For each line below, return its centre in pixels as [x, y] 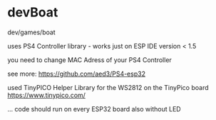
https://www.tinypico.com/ [46, 95]
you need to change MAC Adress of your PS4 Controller [90, 60]
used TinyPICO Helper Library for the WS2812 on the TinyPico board [108, 87]
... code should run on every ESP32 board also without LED [94, 109]
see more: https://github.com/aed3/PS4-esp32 [77, 74]
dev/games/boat [31, 32]
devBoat [33, 12]
